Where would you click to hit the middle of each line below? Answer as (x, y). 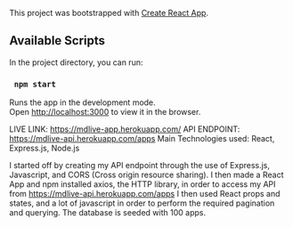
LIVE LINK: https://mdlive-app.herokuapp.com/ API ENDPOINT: (125, 129)
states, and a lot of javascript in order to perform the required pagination (142, 203)
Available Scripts (57, 41)
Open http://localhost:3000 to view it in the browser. (105, 112)
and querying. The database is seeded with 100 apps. (108, 213)
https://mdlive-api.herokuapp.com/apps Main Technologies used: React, (142, 139)
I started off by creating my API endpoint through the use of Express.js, (139, 166)
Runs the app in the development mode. (82, 102)
